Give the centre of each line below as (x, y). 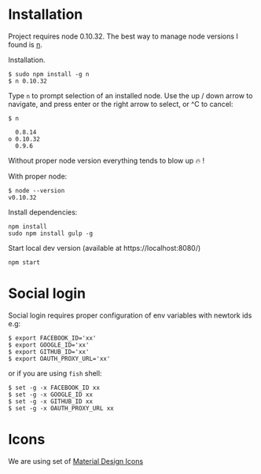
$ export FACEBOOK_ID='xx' (52, 338)
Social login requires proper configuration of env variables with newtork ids (130, 315)
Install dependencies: (43, 212)
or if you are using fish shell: (55, 373)
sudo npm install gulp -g (50, 233)
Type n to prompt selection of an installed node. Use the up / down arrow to (130, 95)
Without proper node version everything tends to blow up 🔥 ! (107, 160)
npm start (24, 262)
